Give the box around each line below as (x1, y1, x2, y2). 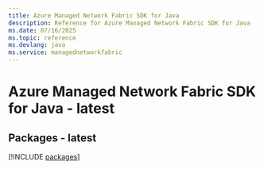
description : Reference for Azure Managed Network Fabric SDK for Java (8, 19, 250, 27)
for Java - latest (8, 100, 115, 117)
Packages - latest (8, 131, 97, 144)
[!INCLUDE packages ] (8, 152, 80, 161)
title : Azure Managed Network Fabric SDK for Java (8, 11, 180, 20)
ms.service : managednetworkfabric (8, 48, 123, 56)
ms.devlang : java (8, 41, 66, 49)
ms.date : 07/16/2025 (8, 26, 77, 34)
